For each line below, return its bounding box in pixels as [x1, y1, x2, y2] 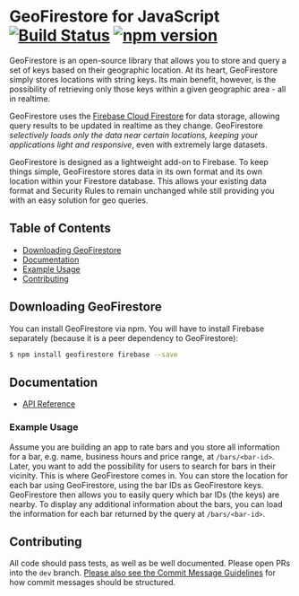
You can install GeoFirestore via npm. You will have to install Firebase [9, 323, 265, 334]
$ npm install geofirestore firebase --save [9, 350, 178, 359]
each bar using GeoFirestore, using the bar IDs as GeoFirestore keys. [9, 479, 264, 490]
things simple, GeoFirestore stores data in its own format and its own [9, 166, 262, 177]
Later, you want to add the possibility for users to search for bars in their [9, 460, 276, 471]
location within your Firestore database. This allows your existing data [9, 175, 267, 186]
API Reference [21, 399, 76, 409]
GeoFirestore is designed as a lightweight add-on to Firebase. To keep [9, 156, 269, 167]
